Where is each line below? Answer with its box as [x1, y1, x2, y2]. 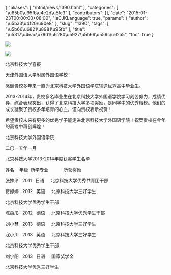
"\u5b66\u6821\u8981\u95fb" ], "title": [5, 26, 86, 32]
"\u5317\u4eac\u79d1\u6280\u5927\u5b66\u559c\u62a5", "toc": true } [5, 32, 154, 37]
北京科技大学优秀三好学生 [5, 264, 59, 270]
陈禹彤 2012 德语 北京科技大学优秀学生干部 [5, 210, 105, 216]
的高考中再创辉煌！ [5, 123, 46, 129]
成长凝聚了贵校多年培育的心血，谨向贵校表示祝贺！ [5, 106, 112, 112]
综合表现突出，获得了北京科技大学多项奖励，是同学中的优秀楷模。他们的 [14, 100, 166, 106]
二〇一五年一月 [5, 145, 37, 151]
